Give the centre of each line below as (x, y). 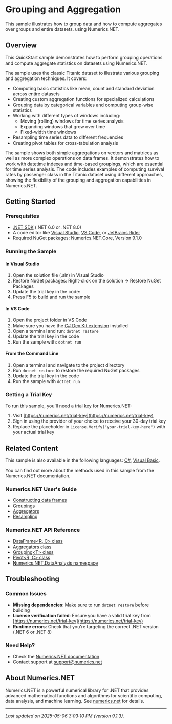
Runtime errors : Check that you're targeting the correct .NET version (85, 627)
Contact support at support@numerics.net (57, 662)
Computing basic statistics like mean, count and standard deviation (83, 88)
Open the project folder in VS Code (50, 320)
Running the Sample (31, 251)
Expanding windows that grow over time (63, 126)
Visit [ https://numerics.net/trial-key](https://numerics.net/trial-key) (83, 416)
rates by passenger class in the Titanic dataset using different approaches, (84, 174)
